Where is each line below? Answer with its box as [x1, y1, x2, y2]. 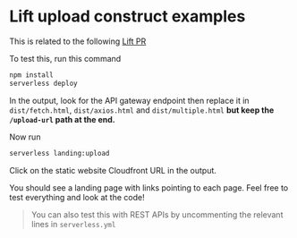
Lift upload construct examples [9, 6, 246, 27]
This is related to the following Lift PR [9, 36, 147, 47]
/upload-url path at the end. [9, 114, 116, 124]
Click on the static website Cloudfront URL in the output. [9, 165, 217, 175]
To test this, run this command [9, 53, 122, 64]
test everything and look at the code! [9, 191, 145, 202]
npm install [9, 70, 54, 80]
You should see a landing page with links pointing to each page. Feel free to [9, 182, 289, 193]
